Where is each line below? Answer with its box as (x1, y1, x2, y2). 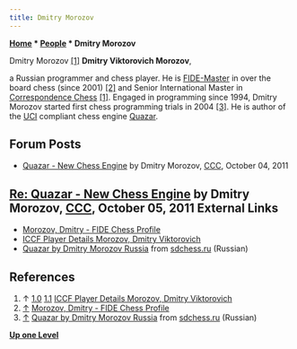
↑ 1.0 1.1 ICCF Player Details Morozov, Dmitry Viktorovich (22, 293, 233, 304)
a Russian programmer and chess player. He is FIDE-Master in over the (9, 73, 272, 83)
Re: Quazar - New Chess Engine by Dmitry (9, 186, 249, 202)
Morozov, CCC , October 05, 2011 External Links (9, 200, 279, 215)
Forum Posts (9, 136, 82, 153)
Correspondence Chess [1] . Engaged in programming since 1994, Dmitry (9, 92, 278, 102)
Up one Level (9, 329, 59, 341)
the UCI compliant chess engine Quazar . (9, 110, 159, 121)
